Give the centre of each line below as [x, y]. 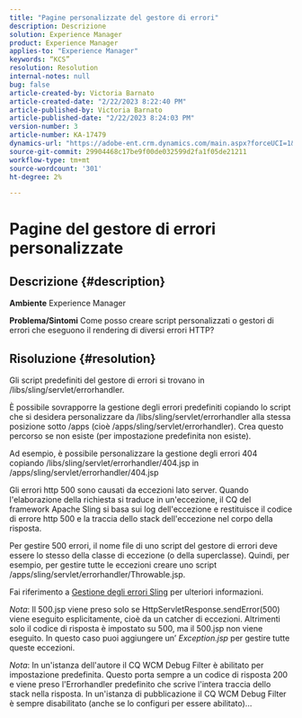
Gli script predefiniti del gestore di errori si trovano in [107, 380]
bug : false [30, 85]
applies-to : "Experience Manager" [74, 51]
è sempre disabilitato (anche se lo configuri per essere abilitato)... [131, 704]
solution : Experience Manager [66, 34]
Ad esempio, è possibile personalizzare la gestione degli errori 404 [133, 454]
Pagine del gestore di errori [113, 229]
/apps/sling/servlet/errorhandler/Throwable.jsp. [98, 575]
